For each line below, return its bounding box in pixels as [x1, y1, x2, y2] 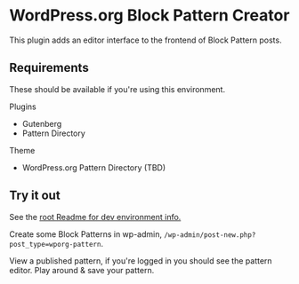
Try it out [9, 188, 61, 203]
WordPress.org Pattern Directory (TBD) [21, 162, 166, 173]
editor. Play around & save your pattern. [9, 264, 155, 275]
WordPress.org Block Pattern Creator [9, 5, 290, 26]
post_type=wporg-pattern [9, 240, 101, 248]
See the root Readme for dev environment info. [9, 211, 182, 222]
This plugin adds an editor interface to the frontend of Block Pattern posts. [9, 35, 282, 45]
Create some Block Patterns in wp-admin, [9, 228, 163, 240]
